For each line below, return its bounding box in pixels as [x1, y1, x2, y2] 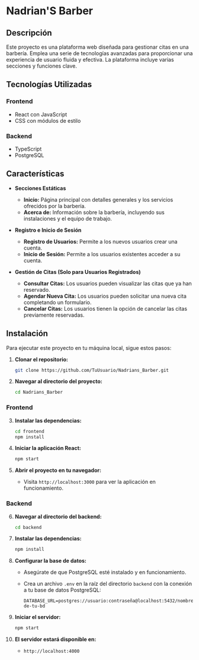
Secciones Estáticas [14, 184, 66, 192]
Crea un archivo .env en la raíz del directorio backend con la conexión [23, 580, 192, 588]
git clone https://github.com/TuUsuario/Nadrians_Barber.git [14, 367, 169, 373]
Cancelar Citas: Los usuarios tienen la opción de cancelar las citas [23, 305, 188, 312]
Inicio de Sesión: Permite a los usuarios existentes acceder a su [23, 250, 181, 257]
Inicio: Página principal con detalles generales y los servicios [23, 196, 174, 203]
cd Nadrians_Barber [14, 390, 63, 396]
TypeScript [14, 145, 42, 152]
